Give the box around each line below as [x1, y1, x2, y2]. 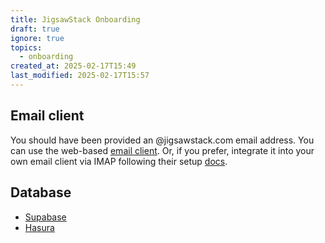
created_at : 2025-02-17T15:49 [10, 61, 137, 71]
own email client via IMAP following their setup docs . [10, 155, 228, 167]
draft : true [10, 24, 60, 34]
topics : [10, 42, 43, 53]
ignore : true [10, 33, 65, 43]
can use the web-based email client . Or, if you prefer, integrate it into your [10, 144, 315, 156]
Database [10, 184, 72, 201]
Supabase [24, 211, 67, 223]
